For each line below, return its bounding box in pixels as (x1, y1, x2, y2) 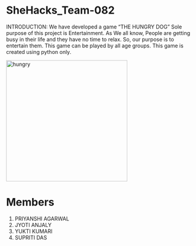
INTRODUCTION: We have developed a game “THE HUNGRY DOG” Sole (6, 23, 182, 30)
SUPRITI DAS (14, 234, 47, 241)
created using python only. (6, 48, 72, 55)
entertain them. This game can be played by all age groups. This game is (6, 42, 184, 49)
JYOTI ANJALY (14, 221, 52, 228)
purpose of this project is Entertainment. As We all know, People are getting (6, 29, 191, 36)
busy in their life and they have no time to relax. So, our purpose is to (6, 36, 175, 43)
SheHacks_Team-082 (6, 4, 115, 17)
